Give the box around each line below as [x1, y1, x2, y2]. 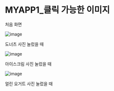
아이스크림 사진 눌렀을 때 [5, 61, 52, 67]
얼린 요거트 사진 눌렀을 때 [5, 81, 53, 87]
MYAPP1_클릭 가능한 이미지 [5, 4, 110, 16]
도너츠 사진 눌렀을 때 [5, 41, 44, 47]
